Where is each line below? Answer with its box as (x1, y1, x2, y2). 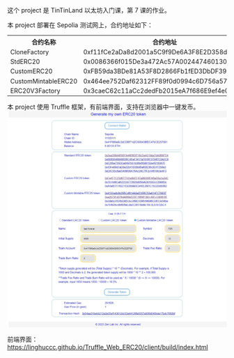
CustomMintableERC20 (10, 77, 78, 85)
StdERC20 (10, 58, 40, 65)
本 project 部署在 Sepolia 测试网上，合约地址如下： (7, 21, 153, 29)
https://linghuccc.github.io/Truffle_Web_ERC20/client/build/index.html (7, 343, 208, 351)
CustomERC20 (10, 67, 53, 75)
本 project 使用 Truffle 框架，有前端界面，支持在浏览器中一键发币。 (7, 103, 200, 111)
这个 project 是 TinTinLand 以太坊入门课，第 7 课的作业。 (7, 6, 171, 14)
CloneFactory (10, 47, 49, 56)
